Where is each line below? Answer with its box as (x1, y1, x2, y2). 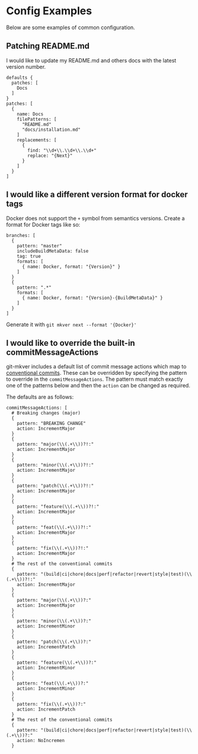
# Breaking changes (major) (11, 410, 81, 417)
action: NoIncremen (17, 738, 65, 744)
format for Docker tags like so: (6, 221, 81, 228)
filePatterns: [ (17, 116, 58, 122)
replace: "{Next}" (27, 153, 73, 159)
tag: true (17, 253, 41, 259)
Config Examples (6, 4, 92, 18)
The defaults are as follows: (6, 393, 74, 400)
